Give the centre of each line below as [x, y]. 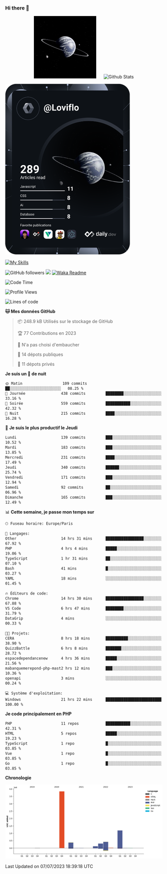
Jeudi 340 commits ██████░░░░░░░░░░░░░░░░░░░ [83, 468]
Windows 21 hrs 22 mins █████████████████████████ [83, 700]
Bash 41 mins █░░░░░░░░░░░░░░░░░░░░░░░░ [83, 569]
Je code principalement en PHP [38, 714]
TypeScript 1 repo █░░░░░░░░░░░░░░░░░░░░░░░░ [83, 744]
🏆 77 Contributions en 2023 [47, 333]
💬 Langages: [17, 534]
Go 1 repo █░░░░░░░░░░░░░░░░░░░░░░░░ [83, 764]
